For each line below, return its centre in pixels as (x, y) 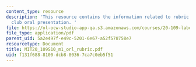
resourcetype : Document (35, 44)
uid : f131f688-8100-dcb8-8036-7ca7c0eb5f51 (60, 55)
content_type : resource (35, 11)
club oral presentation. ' (44, 22)
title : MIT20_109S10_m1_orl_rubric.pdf (55, 50)
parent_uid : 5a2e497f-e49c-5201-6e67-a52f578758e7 (69, 38)
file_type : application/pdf (40, 33)
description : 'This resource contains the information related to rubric (98, 17)
